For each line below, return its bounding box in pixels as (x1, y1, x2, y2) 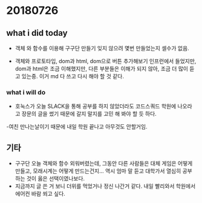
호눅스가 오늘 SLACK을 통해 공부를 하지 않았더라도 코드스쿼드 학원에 (15, 102, 177, 110)
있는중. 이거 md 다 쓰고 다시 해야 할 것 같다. (21, 73, 125, 79)
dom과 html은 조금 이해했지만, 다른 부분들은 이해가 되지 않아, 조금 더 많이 (15, 65, 189, 72)
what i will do (6, 88, 46, 96)
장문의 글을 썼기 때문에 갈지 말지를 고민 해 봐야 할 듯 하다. (21, 110, 157, 118)
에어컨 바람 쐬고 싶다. (15, 190, 65, 198)
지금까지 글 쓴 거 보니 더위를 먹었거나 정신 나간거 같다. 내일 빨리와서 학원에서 (15, 182, 196, 190)
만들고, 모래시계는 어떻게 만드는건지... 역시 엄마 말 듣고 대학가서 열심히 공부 (15, 167, 192, 175)
